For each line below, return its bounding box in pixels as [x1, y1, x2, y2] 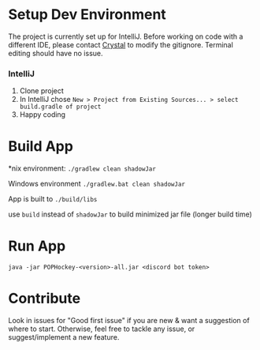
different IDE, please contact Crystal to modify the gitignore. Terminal [8, 40, 234, 49]
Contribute [8, 290, 81, 307]
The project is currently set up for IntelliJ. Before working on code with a [8, 32, 243, 41]
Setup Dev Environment [8, 6, 167, 24]
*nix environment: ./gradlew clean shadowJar [8, 164, 156, 173]
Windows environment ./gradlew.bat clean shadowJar [8, 179, 185, 189]
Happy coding [19, 110, 65, 119]
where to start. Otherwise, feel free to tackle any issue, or [8, 324, 195, 333]
